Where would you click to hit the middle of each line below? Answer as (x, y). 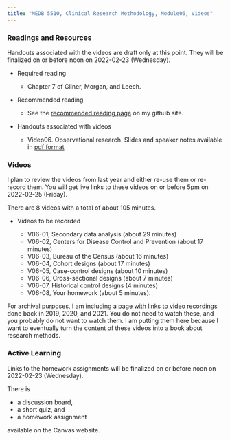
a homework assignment (52, 417)
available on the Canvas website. (54, 430)
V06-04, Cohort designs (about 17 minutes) (89, 264)
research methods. (34, 335)
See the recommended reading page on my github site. (105, 113)
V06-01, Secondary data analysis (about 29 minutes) (102, 234)
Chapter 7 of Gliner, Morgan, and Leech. (84, 86)
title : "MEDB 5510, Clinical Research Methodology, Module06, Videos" (110, 13)
